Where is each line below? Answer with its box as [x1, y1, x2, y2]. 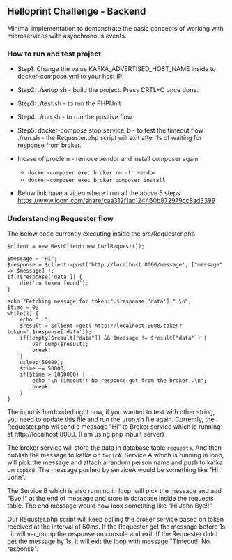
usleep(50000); [20, 359, 64, 366]
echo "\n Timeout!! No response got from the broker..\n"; [32, 377, 208, 384]
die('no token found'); [20, 280, 89, 287]
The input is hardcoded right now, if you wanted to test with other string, [7, 408, 215, 416]
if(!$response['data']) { [7, 273, 82, 281]
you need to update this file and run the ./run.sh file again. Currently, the [7, 415, 215, 424]
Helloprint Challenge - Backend [7, 6, 146, 17]
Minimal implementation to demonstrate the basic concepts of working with [7, 24, 224, 32]
